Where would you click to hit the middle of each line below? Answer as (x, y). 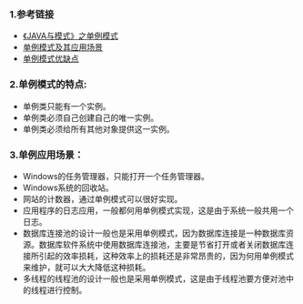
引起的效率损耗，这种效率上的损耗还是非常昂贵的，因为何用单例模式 (166, 256)
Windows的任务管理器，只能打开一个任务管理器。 (116, 176)
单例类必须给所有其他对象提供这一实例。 (98, 128)
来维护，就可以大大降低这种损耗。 (86, 267)
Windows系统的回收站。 (68, 187)
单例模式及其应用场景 (62, 47)
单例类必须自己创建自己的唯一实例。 (91, 117)
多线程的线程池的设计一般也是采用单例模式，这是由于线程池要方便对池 (154, 279)
